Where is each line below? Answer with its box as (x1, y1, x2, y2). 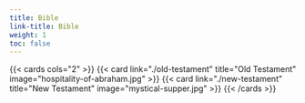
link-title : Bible (9, 22, 79, 31)
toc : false (9, 38, 51, 48)
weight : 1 (9, 30, 47, 39)
